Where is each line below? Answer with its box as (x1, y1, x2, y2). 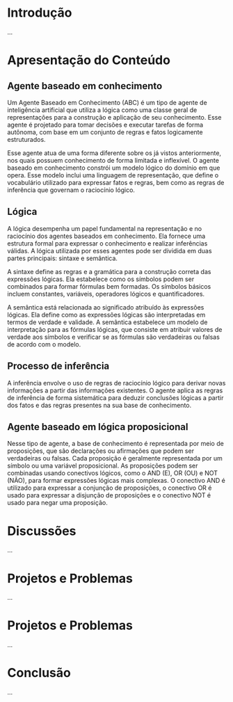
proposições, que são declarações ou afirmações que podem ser (7, 447, 195, 455)
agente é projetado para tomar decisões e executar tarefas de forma (7, 120, 204, 129)
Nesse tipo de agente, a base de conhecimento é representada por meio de (7, 440, 224, 448)
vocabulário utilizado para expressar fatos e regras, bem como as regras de (7, 178, 225, 186)
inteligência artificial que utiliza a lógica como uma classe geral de (7, 106, 198, 114)
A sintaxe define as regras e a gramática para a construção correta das (7, 267, 211, 276)
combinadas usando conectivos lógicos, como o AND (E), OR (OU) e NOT (7, 469, 218, 477)
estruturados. (7, 135, 47, 143)
